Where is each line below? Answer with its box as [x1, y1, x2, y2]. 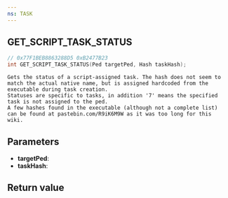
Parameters [7, 136, 60, 148]
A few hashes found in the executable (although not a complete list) [7, 104, 218, 112]
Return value [7, 182, 65, 194]
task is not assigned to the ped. [7, 99, 109, 106]
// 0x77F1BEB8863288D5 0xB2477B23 [7, 55, 109, 62]
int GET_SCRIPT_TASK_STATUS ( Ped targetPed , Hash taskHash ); [7, 61, 187, 69]
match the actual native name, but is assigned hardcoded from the [7, 80, 209, 87]
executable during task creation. [7, 86, 109, 93]
